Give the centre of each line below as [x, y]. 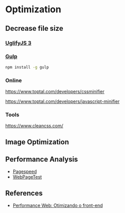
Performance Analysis [42, 159]
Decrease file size [34, 28]
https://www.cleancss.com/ [34, 126]
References [24, 193]
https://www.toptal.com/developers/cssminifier [55, 91]
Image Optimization [37, 142]
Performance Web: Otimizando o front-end [58, 205]
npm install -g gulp [27, 67]
